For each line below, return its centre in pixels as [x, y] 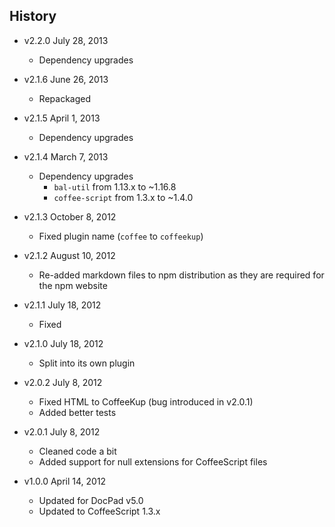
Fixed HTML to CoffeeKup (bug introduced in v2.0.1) [146, 401]
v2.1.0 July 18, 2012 [63, 343]
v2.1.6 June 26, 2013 [66, 79]
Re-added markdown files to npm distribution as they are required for [181, 275]
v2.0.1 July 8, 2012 [62, 431]
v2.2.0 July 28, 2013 [66, 40]
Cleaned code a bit [77, 451]
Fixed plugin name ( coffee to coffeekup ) [121, 236]
